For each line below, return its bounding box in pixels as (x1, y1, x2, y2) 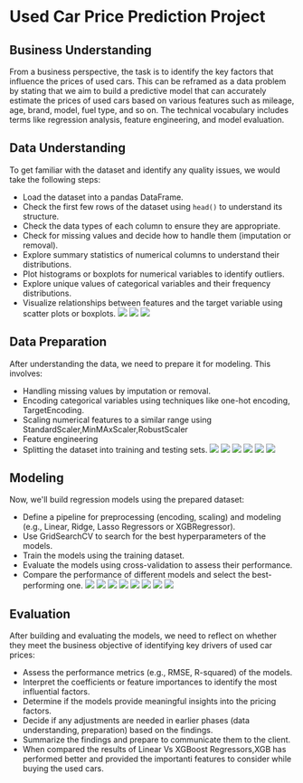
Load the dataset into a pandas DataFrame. (22, 192, 184, 203)
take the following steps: (9, 174, 101, 184)
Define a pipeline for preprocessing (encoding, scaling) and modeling (22, 512, 282, 523)
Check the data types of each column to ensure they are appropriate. (22, 220, 281, 231)
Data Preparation (9, 335, 107, 350)
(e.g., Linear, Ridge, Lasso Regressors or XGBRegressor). (22, 522, 236, 533)
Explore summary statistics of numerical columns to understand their (22, 249, 280, 259)
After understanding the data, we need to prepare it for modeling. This (9, 358, 271, 369)
